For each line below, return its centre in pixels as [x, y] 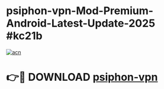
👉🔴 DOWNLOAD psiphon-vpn [82, 77]
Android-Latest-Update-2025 [81, 23]
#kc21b [24, 36]
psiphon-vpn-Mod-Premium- [80, 11]
